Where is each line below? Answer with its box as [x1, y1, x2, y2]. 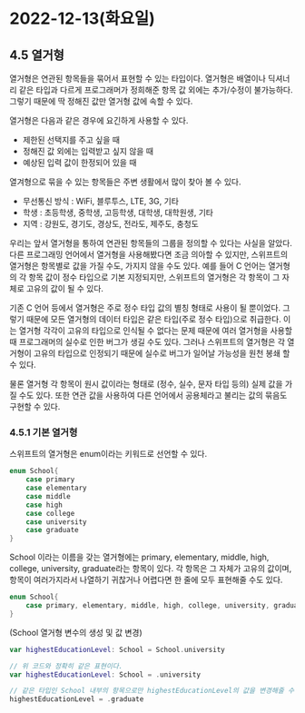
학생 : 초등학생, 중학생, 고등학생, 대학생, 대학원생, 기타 [22, 207, 213, 218]
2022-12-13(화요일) [9, 8, 156, 29]
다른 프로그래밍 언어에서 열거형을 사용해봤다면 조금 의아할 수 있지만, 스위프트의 [9, 249, 289, 260]
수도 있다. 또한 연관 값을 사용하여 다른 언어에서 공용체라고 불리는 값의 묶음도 [18, 390, 288, 401]
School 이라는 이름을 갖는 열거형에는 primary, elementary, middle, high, [9, 551, 270, 563]
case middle [25, 491, 71, 500]
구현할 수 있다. [9, 401, 61, 411]
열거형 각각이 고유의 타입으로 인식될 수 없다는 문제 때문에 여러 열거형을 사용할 [18, 325, 293, 336]
